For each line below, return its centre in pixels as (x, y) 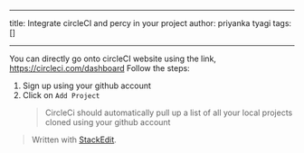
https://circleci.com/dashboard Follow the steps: (100, 68)
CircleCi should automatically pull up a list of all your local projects (169, 112)
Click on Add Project (61, 95)
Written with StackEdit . (74, 139)
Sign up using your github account (87, 85)
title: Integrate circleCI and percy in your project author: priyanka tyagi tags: (151, 23)
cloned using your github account (108, 122)
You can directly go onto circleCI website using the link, (113, 58)
